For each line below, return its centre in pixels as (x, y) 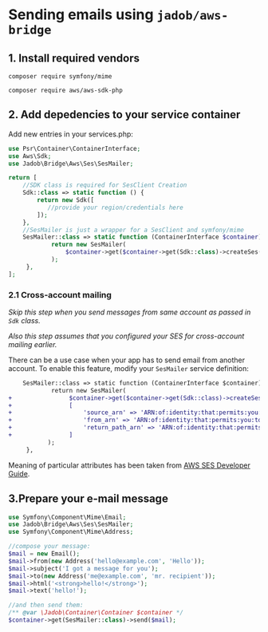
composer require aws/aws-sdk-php (66, 90)
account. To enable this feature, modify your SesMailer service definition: (129, 368)
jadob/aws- (193, 16)
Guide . (19, 473)
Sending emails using (81, 15)
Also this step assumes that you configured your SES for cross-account (126, 336)
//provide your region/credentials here (115, 207)
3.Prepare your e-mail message (89, 499)
